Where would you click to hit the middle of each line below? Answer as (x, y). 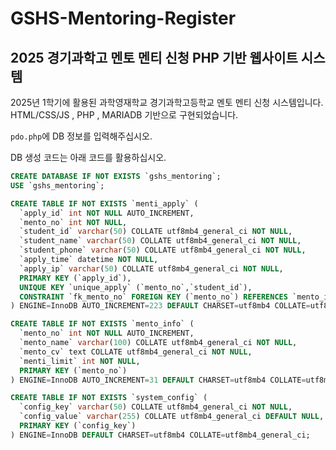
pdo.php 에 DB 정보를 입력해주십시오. (81, 136)
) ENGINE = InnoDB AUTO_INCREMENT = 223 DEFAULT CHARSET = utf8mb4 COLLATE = (160, 306)
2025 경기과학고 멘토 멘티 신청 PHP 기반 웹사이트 (154, 57)
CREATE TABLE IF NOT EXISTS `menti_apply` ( (104, 203)
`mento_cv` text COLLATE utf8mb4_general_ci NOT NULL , (136, 352)
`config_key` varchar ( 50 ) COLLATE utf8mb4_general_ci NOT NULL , (156, 407)
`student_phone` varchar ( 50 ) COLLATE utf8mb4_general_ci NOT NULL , (163, 250)
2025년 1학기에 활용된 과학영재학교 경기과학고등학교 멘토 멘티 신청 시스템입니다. (167, 102)
